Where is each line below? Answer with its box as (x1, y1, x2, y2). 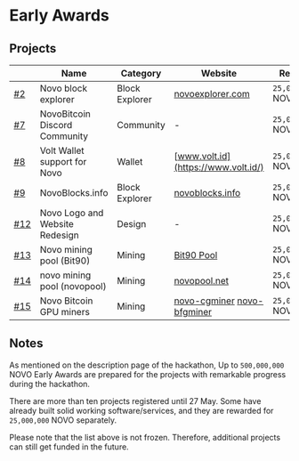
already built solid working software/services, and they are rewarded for (9, 405, 274, 416)
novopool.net (174, 275, 230, 287)
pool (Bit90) (39, 255, 91, 267)
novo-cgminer (174, 295, 236, 307)
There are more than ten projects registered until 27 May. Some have (9, 395, 262, 406)
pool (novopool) (39, 280, 107, 292)
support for (39, 156, 87, 167)
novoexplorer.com (174, 88, 251, 100)
